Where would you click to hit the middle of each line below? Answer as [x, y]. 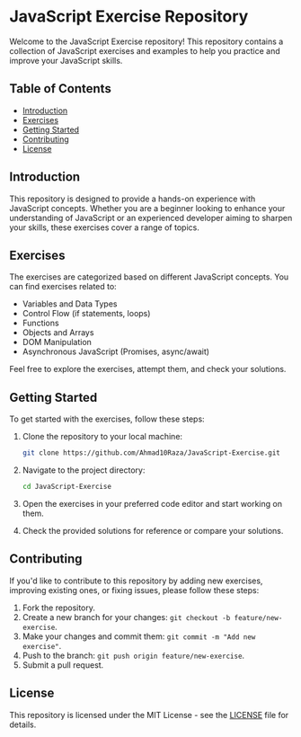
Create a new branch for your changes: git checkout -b [126, 617]
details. [23, 724]
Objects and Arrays [58, 333]
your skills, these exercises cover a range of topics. [104, 227]
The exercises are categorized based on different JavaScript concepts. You [149, 277]
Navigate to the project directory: [84, 470]
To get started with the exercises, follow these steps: [107, 419]
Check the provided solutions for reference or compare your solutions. [153, 530]
